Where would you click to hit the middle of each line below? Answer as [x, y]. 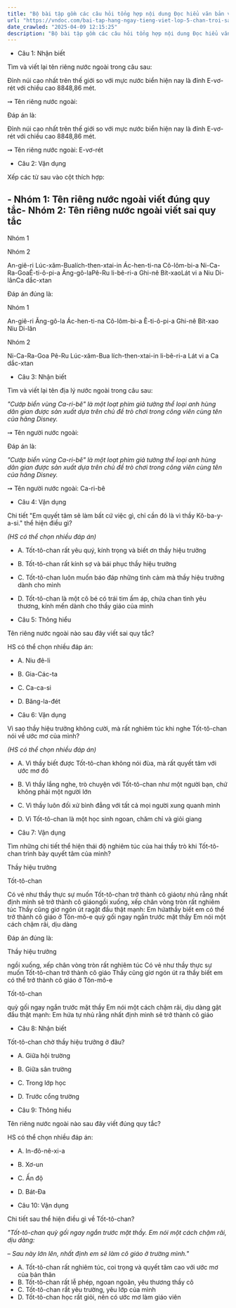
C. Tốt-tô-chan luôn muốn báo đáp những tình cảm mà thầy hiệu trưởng [121, 577]
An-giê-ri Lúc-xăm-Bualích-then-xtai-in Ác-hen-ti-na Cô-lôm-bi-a [103, 266]
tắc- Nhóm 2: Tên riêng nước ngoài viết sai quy [112, 210]
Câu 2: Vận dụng [42, 164]
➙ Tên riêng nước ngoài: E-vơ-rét [55, 150]
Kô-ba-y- [210, 516]
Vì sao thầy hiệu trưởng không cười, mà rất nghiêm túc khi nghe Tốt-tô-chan [117, 728]
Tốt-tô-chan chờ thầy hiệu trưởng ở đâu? [66, 1042]
